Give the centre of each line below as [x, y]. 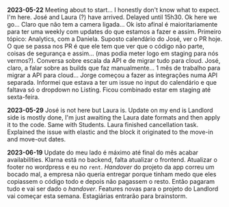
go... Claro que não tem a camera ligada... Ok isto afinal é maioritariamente [112, 24]
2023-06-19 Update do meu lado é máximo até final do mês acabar [103, 152]
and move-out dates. [37, 139]
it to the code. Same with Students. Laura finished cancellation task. [103, 125]
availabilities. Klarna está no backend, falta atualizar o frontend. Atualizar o [112, 160]
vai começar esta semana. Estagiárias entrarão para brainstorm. [97, 196]
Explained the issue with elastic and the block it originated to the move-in [110, 132]
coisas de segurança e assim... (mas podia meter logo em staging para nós [113, 53]
